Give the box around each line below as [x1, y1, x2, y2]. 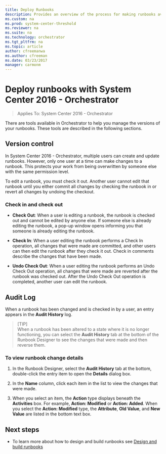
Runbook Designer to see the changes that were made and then [17, 337, 147, 343]
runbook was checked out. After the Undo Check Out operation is [12, 273, 146, 279]
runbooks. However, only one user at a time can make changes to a [5, 158, 142, 164]
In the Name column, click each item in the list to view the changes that [12, 380, 158, 386]
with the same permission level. [5, 169, 70, 175]
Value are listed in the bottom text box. [12, 411, 91, 417]
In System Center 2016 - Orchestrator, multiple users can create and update [5, 153, 160, 159]
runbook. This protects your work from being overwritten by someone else [5, 163, 157, 169]
